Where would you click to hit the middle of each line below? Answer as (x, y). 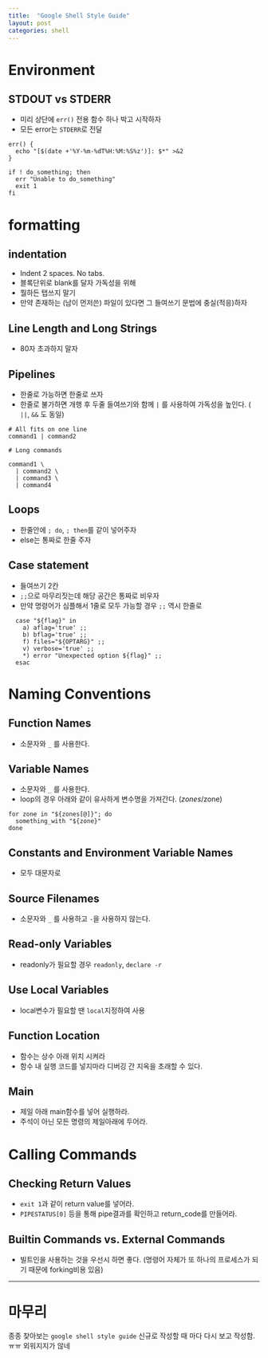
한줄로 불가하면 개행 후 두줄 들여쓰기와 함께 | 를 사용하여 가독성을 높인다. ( (135, 404)
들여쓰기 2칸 (39, 585)
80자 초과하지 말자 (49, 348)
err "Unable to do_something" (65, 179)
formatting (45, 225)
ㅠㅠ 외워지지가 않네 (39, 1346)
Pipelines (32, 374)
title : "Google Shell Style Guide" (69, 16)
